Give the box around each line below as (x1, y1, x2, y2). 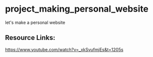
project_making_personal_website (5, 3, 149, 15)
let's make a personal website (5, 19, 65, 25)
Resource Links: (5, 34, 55, 42)
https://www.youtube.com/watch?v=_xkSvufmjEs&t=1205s (5, 46, 124, 52)
